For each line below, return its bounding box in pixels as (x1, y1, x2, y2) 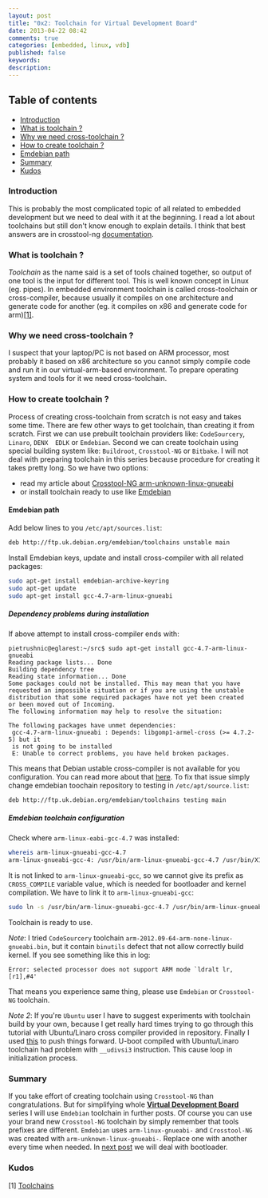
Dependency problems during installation (8, 609, 150, 619)
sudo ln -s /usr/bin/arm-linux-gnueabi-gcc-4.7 (8, 904, 170, 912)
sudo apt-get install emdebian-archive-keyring (8, 577, 170, 585)
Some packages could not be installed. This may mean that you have (8, 679, 241, 688)
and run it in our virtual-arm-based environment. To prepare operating (8, 365, 239, 375)
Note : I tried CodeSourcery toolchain (8, 933, 124, 943)
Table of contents (8, 94, 97, 107)
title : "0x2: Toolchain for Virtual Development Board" (8, 19, 198, 27)
